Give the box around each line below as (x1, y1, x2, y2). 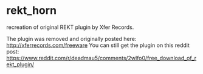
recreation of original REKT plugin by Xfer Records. (6, 23, 134, 31)
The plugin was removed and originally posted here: (6, 35, 137, 42)
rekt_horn (6, 4, 57, 17)
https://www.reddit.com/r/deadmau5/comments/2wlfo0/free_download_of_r (6, 54, 197, 61)
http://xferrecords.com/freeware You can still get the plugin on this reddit (6, 42, 190, 49)
